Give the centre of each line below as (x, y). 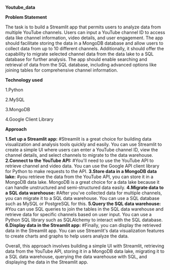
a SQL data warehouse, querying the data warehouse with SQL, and (76, 257)
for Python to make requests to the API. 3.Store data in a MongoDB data (81, 171)
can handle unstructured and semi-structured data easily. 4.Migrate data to (84, 188)
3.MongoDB (18, 109)
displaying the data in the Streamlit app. (47, 262)
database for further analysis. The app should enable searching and (76, 59)
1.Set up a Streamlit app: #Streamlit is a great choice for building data (78, 139)
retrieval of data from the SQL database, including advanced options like (81, 65)
